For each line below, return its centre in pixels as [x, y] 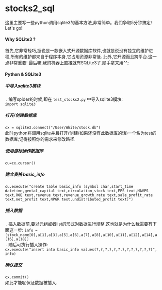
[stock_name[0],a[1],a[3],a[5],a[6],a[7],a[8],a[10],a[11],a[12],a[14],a [81, 235]
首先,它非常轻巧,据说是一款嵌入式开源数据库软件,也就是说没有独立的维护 [77, 51]
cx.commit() [17, 277]
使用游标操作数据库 [24, 151]
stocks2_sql [30, 9]
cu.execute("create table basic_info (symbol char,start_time [69, 186]
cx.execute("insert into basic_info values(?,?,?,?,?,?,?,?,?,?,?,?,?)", [81, 249]
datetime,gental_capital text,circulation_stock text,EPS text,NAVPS [77, 191]
